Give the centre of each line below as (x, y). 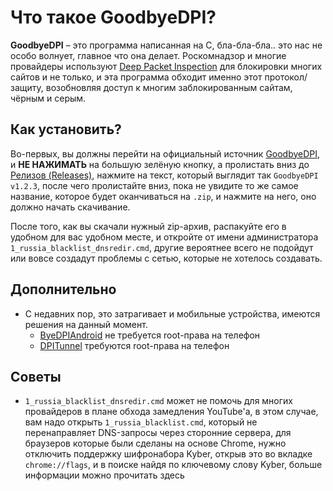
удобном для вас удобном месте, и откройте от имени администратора (164, 237)
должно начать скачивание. (70, 207)
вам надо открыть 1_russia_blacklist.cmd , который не (141, 422)
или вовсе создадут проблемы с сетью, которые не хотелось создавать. (166, 258)
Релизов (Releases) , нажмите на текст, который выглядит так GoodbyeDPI (164, 175)
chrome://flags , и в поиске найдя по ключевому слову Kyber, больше (173, 465)
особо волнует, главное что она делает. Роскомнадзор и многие (148, 55)
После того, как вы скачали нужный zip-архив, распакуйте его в (148, 226)
